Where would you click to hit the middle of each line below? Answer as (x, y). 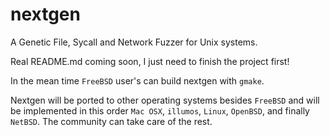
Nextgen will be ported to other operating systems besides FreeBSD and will (165, 100)
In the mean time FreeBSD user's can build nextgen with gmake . (137, 80)
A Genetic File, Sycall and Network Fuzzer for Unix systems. (134, 42)
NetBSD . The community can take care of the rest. (111, 121)
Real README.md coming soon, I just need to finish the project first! (150, 61)
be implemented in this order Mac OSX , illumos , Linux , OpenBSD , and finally (160, 110)
